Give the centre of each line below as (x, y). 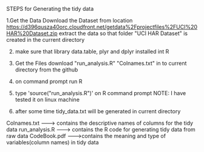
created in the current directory (46, 40)
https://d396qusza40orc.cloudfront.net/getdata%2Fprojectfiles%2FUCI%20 (102, 27)
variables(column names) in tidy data (53, 142)
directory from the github (46, 70)
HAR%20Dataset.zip (32, 33)
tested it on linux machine (47, 100)
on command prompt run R (49, 81)
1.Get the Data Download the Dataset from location (70, 20)
